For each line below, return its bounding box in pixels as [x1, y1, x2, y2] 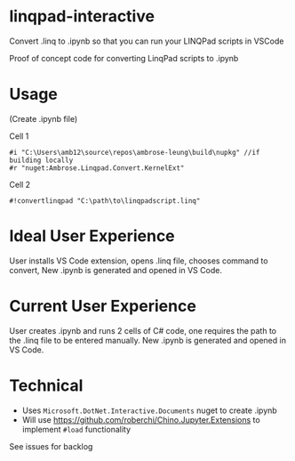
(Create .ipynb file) [9, 113, 78, 124]
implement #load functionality [21, 424, 132, 434]
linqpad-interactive [9, 6, 155, 27]
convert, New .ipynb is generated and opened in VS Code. [9, 264, 222, 275]
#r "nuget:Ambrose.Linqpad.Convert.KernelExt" [9, 163, 185, 173]
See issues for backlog [9, 441, 93, 451]
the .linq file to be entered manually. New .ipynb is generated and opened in [9, 335, 287, 345]
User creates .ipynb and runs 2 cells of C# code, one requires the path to [9, 325, 277, 336]
